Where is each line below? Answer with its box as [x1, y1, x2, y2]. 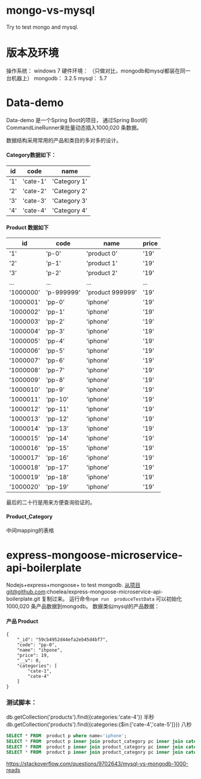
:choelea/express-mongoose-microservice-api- [45, 588, 163, 595]
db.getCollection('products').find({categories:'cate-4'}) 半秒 [6, 713, 154, 720]
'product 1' [86, 259, 118, 267]
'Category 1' [51, 177, 88, 185]
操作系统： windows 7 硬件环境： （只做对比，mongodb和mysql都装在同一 [6, 67, 191, 74]
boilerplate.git [6, 595, 41, 602]
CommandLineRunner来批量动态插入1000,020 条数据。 [6, 124, 142, 131]
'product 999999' [86, 288, 138, 297]
